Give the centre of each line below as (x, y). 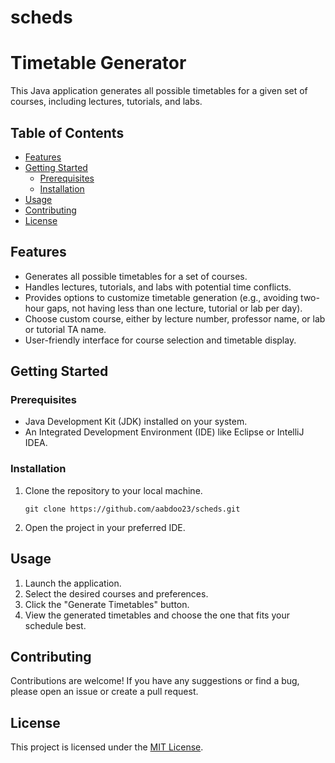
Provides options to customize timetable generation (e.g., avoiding (161, 297)
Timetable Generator (98, 63)
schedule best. (55, 625)
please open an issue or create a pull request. (104, 692)
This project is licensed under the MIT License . (107, 747)
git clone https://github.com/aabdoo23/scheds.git (132, 509)
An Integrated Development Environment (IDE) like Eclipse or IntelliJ (164, 432)
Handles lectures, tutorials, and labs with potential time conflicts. (158, 287)
